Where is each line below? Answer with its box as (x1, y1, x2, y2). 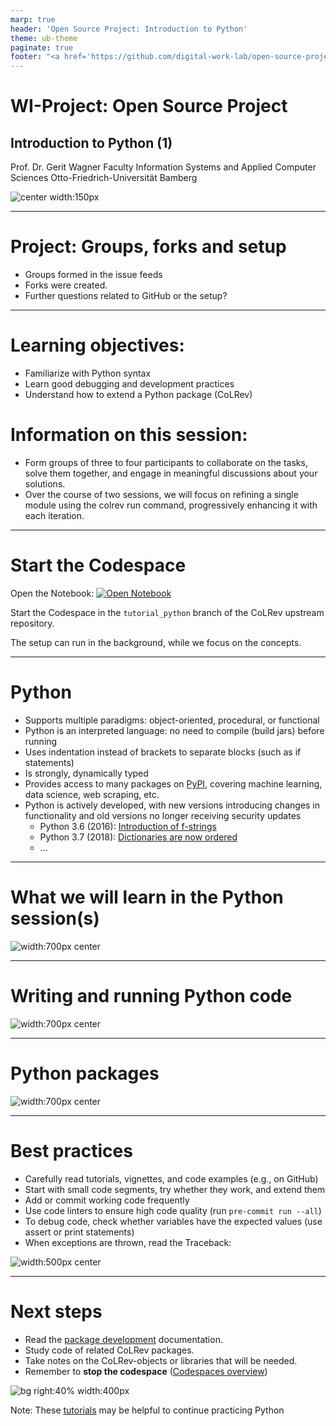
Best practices (10, 1139, 133, 1162)
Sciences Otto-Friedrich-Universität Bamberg (10, 172, 198, 184)
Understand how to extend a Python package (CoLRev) (24, 389, 253, 400)
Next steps (10, 1300, 103, 1323)
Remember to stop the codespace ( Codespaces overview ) (24, 1365, 268, 1377)
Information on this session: (10, 424, 248, 446)
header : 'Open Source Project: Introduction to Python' (10, 24, 248, 34)
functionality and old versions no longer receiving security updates (24, 809, 302, 821)
